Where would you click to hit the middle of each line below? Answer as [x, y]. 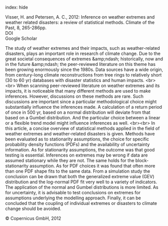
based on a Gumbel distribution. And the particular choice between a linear [83, 118]
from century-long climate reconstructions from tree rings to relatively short [83, 75]
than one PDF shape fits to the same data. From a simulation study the [78, 171]
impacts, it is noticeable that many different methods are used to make [78, 91]
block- [142, 160]
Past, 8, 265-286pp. [26, 28]
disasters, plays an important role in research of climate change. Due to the [83, 53]
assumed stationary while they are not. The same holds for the [70, 160]
